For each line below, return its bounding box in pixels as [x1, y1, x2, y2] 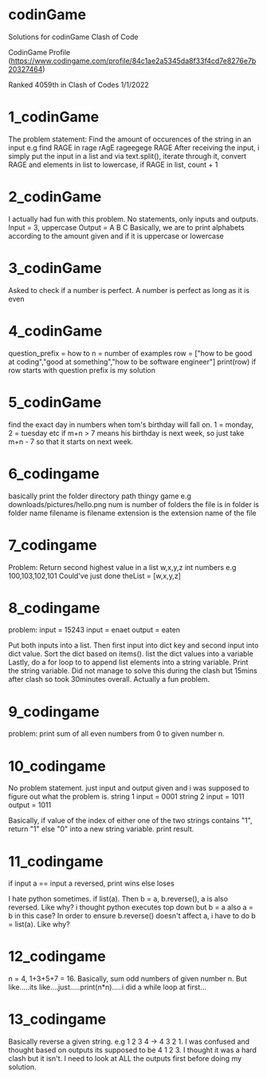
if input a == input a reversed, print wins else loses [8, 878, 175, 888]
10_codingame [8, 757, 106, 775]
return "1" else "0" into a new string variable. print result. [8, 824, 194, 834]
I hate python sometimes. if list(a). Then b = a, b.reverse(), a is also [8, 894, 229, 904]
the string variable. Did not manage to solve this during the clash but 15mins [8, 666, 257, 676]
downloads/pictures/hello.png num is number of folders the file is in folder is [8, 499, 259, 509]
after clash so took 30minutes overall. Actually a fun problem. [8, 675, 210, 684]
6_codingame [8, 465, 100, 482]
